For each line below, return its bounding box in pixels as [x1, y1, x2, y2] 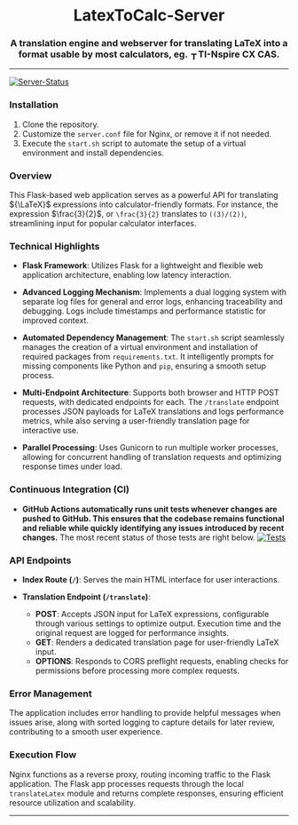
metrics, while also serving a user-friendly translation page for [21, 416, 250, 426]
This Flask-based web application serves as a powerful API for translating [9, 190, 278, 201]
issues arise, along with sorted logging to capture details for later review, [9, 717, 275, 728]
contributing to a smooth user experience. [9, 726, 163, 737]
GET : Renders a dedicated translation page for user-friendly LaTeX [35, 637, 279, 647]
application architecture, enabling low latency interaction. [21, 270, 232, 281]
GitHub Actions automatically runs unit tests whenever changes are [21, 504, 278, 514]
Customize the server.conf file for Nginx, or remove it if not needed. [21, 128, 272, 139]
